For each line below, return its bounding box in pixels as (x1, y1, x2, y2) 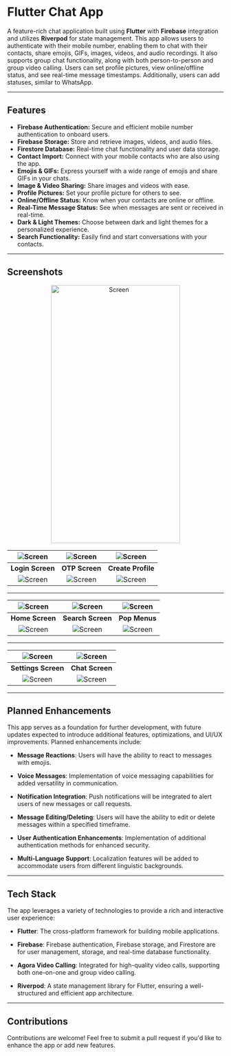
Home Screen (10, 613, 56, 623)
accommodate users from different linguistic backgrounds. (16, 862, 184, 870)
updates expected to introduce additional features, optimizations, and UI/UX (7, 730, 223, 739)
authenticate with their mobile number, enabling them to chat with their (7, 41, 208, 50)
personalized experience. (16, 225, 89, 233)
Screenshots (7, 266, 63, 278)
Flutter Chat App (7, 4, 104, 20)
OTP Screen (61, 563, 102, 573)
